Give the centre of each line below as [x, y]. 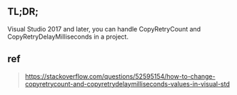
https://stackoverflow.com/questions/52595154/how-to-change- [120, 76]
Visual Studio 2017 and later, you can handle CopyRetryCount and [104, 29]
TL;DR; [23, 12]
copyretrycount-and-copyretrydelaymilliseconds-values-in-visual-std [127, 84]
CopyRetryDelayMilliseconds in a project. [68, 36]
